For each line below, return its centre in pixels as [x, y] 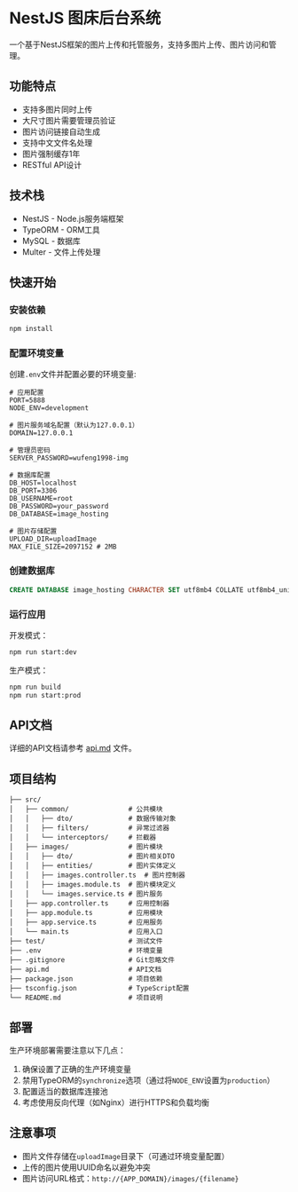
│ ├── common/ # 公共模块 [86, 809]
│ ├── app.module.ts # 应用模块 [86, 913]
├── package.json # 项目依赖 [86, 979]
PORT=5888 [27, 400]
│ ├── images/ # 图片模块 [86, 847]
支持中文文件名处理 [57, 142]
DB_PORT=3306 [33, 491]
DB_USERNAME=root [41, 499]
